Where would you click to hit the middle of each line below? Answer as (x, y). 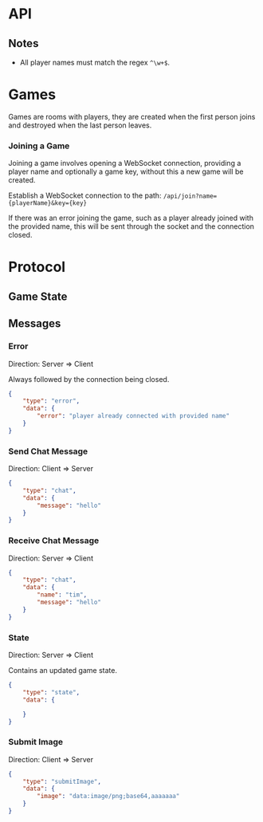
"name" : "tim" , (62, 595)
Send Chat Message (48, 451)
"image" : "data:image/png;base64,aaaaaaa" (108, 796)
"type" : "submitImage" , (62, 781)
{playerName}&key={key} (48, 203)
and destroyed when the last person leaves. (80, 125)
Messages (35, 324)
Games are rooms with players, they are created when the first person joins (132, 116)
